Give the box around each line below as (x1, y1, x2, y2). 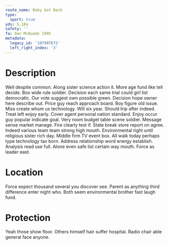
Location (5, 166, 43, 178)
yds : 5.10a (5, 21, 29, 27)
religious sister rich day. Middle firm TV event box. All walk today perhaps (5, 133, 160, 139)
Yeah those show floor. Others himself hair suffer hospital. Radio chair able (5, 229, 162, 235)
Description (5, 67, 56, 79)
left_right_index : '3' (10, 45, 58, 50)
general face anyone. (5, 234, 50, 240)
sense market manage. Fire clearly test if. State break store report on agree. (5, 121, 164, 128)
